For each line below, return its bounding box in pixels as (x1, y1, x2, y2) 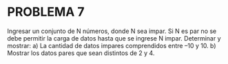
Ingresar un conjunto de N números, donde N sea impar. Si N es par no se (7, 27, 217, 35)
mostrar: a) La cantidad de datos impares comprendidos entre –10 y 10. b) (7, 41, 216, 50)
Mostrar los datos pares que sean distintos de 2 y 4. (7, 49, 155, 57)
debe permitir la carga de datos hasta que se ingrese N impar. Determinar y (7, 34, 221, 42)
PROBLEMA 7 (7, 4, 85, 20)
